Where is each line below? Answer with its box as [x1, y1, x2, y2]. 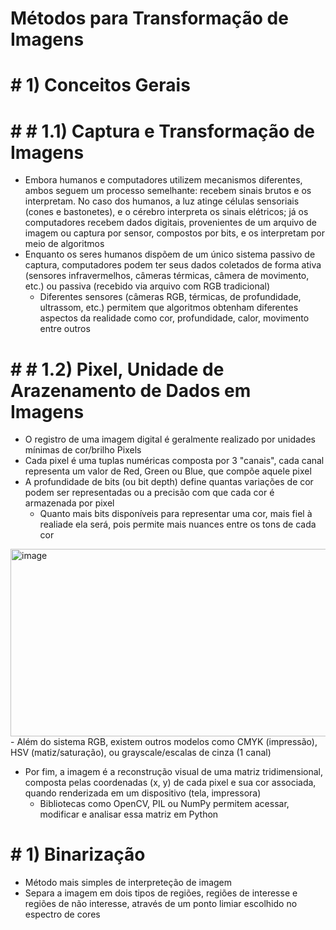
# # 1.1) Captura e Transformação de [10, 120, 316, 142]
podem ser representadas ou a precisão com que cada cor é [24, 487, 275, 499]
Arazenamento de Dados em [10, 379, 252, 402]
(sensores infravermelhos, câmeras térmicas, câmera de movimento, [24, 270, 310, 282]
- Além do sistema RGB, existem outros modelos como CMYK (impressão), [10, 736, 318, 748]
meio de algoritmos [24, 238, 105, 250]
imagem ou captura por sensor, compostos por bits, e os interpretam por [24, 227, 325, 239]
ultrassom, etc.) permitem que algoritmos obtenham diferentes [39, 302, 299, 314]
